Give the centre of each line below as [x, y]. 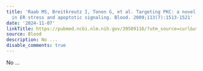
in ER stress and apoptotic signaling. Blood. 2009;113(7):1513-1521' [102, 17]
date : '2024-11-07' [31, 23]
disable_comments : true [36, 46]
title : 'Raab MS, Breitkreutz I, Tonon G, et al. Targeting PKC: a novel [101, 12]
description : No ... [32, 40]
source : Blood [24, 34]
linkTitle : [20, 29]
